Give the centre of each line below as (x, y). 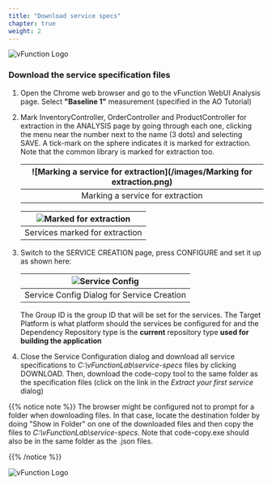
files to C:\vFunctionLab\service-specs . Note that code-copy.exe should (129, 432)
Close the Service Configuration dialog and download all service (127, 356)
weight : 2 (25, 31)
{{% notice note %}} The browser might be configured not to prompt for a (132, 406)
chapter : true (32, 24)
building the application (61, 341)
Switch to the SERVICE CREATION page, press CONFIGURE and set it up (140, 252)
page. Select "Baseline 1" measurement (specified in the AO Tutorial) (136, 101)
